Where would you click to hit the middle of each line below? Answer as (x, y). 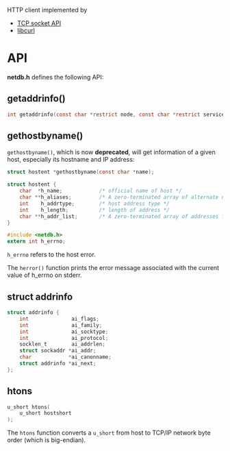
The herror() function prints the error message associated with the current (113, 268)
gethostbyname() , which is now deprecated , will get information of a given (111, 152)
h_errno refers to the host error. (51, 255)
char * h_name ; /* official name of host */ (101, 191)
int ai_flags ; (59, 319)
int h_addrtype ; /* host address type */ (94, 204)
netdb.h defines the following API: (55, 77)
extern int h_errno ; (37, 242)
